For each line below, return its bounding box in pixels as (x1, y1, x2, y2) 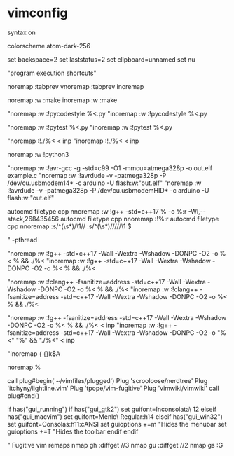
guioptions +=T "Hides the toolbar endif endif (7, 427, 139, 436)
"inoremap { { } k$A (7, 349, 61, 358)
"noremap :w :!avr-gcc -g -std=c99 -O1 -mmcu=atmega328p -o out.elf (7, 163, 212, 172)
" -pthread (7, 235, 38, 244)
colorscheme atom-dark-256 (7, 41, 91, 50)
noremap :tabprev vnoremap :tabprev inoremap (7, 82, 144, 90)
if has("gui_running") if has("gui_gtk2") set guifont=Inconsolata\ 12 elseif (7, 405, 217, 413)
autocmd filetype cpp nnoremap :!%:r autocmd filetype (60, 214, 219, 223)
